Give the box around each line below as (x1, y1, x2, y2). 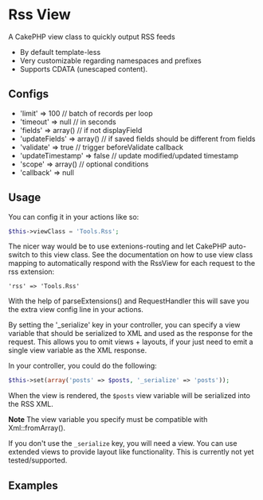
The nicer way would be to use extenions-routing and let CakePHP (8, 241, 227, 252)
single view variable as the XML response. (8, 346, 147, 355)
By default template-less (19, 47, 101, 57)
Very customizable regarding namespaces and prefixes (19, 56, 202, 65)
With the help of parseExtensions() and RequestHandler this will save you (8, 296, 249, 306)
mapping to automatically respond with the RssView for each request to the (8, 259, 256, 268)
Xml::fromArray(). (8, 424, 66, 433)
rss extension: (8, 267, 55, 276)
